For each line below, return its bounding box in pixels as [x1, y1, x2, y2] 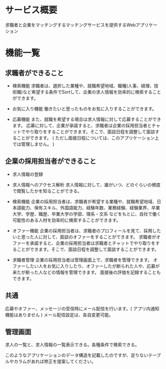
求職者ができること [5, 69, 64, 77]
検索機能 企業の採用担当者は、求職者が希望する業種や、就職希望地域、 [12, 198, 157, 204]
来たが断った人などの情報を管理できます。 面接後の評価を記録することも [12, 269, 161, 275]
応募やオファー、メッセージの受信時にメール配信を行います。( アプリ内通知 [5, 305, 160, 311]
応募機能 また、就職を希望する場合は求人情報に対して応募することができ [12, 116, 162, 122]
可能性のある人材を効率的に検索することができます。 [12, 217, 121, 223]
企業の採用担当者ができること [5, 157, 97, 165]
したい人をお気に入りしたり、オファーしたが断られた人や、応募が [25, 263, 160, 269]
